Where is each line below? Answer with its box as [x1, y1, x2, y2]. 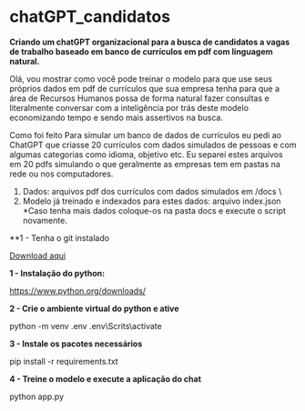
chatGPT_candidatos [9, 6, 171, 27]
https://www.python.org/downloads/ [9, 285, 147, 296]
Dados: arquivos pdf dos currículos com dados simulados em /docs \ [22, 185, 282, 196]
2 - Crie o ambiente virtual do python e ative [9, 303, 179, 314]
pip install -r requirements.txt [9, 356, 118, 366]
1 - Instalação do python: [9, 267, 106, 278]
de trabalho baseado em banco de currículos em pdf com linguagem [9, 45, 273, 56]
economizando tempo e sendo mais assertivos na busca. [9, 112, 224, 123]
